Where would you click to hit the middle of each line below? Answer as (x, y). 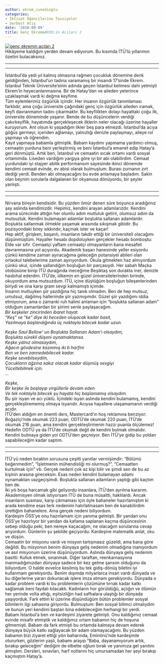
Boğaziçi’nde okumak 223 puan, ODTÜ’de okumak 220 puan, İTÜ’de (74, 419)
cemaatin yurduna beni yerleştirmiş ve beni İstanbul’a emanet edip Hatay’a (80, 148)
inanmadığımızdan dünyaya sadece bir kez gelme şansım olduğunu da (76, 563)
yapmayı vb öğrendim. (28, 138)
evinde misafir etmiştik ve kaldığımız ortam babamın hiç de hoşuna (72, 620)
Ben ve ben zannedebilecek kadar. (40, 353)
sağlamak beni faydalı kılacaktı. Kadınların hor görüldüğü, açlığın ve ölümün (81, 589)
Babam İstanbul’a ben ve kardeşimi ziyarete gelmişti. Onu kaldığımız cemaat (81, 615)
